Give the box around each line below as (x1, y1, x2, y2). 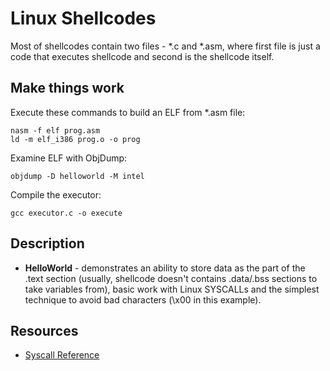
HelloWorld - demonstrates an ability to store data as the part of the (24, 262, 306, 274)
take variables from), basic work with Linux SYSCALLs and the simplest (24, 283, 320, 295)
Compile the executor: (10, 188, 102, 201)
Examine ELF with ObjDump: (10, 152, 128, 164)
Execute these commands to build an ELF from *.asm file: (10, 106, 246, 118)
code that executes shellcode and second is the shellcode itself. (10, 50, 275, 62)
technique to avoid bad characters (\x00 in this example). (24, 293, 262, 306)
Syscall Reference (24, 349, 100, 361)
